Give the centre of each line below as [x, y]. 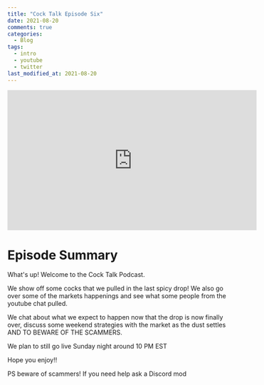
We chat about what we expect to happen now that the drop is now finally [115, 317]
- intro [25, 54]
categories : [25, 34]
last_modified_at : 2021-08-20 [52, 73]
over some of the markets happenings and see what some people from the [117, 296]
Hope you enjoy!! [32, 360]
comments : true [30, 27]
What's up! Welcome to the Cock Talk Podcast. [76, 275]
